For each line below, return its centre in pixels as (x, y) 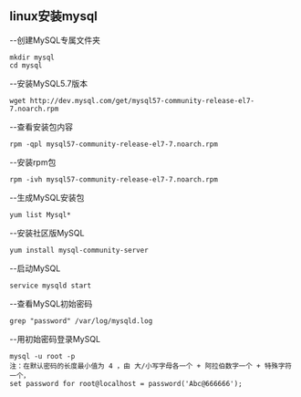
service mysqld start (51, 286)
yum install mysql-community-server (79, 250)
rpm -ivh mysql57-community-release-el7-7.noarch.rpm (114, 179)
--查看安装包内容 (41, 127)
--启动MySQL (35, 268)
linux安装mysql (53, 16)
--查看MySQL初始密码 (51, 303)
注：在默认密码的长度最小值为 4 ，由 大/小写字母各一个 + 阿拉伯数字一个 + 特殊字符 (150, 366)
